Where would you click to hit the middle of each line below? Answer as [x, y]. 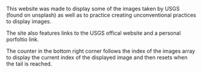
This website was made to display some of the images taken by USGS [93, 9]
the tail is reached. [29, 64]
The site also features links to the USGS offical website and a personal [93, 33]
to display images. [29, 21]
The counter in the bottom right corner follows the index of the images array [101, 51]
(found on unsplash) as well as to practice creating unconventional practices [101, 15]
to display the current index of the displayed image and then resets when [97, 57]
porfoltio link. [23, 39]
